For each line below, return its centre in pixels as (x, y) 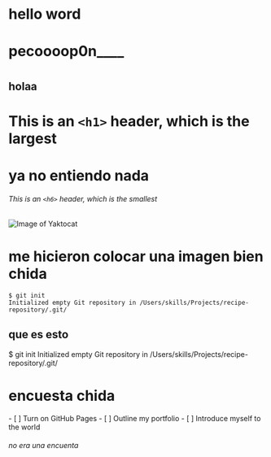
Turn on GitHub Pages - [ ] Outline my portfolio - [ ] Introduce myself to (142, 418)
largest (33, 138)
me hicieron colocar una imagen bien (136, 257)
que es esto (39, 335)
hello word (45, 14)
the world (24, 427)
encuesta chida (62, 396)
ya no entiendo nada (79, 175)
